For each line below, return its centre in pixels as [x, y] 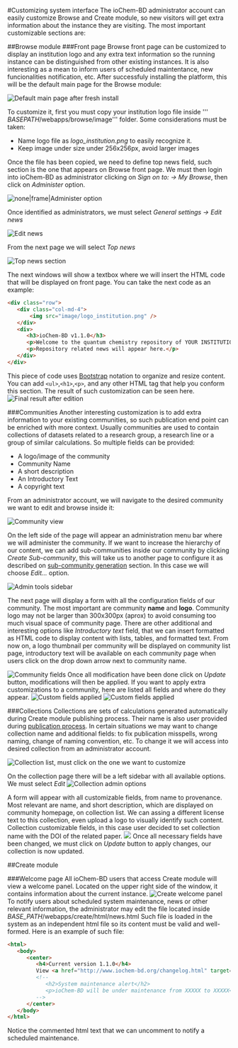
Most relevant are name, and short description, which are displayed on [110, 804]
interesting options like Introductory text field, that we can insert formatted [116, 631]
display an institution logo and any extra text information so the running [111, 54]
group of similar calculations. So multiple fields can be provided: [101, 442]
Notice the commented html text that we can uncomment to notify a [106, 1031]
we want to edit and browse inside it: [61, 508]
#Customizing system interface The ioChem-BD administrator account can [116, 10]
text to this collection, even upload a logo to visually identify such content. [116, 820]
